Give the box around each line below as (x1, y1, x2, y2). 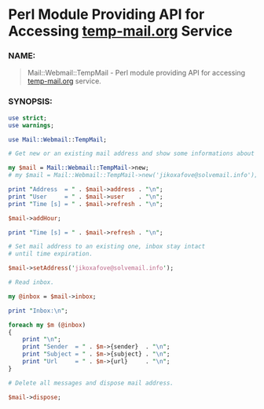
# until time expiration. (8, 250, 93, 258)
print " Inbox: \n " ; (8, 307, 68, 315)
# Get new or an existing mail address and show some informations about (8, 149, 255, 158)
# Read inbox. (8, 278, 55, 286)
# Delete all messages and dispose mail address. (8, 379, 174, 387)
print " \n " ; (22, 336, 61, 344)
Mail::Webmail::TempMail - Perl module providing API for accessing (27, 68, 246, 78)
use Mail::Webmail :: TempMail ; (8, 135, 108, 143)
